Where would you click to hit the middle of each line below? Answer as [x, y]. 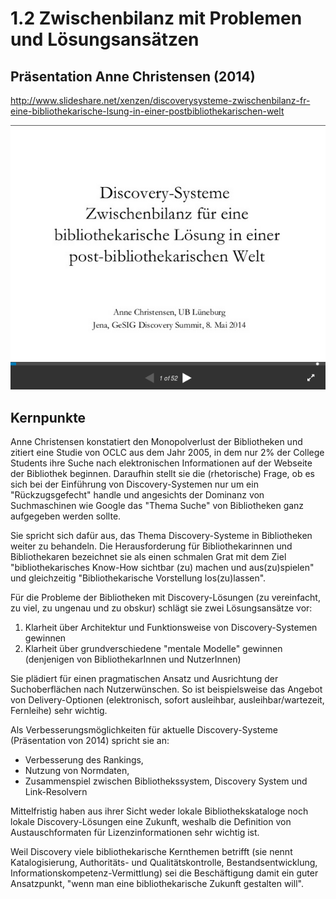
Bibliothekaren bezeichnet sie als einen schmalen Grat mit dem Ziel [148, 557]
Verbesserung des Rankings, [84, 760]
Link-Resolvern [56, 792]
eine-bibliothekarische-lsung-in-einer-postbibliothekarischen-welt [147, 111]
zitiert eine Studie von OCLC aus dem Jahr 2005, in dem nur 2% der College [167, 453]
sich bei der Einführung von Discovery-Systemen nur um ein [134, 484]
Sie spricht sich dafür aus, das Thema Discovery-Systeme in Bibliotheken [161, 536]
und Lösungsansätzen [105, 39]
